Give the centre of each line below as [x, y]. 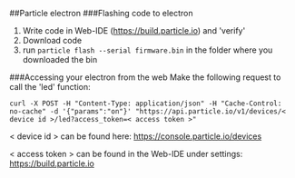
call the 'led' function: [50, 87]
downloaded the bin [60, 59]
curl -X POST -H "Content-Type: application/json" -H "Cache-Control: [146, 104]
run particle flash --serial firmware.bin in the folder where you [147, 50]
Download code [52, 40]
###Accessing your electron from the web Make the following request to [145, 77]
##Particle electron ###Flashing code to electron [101, 13]
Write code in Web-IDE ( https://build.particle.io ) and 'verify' [134, 30]
